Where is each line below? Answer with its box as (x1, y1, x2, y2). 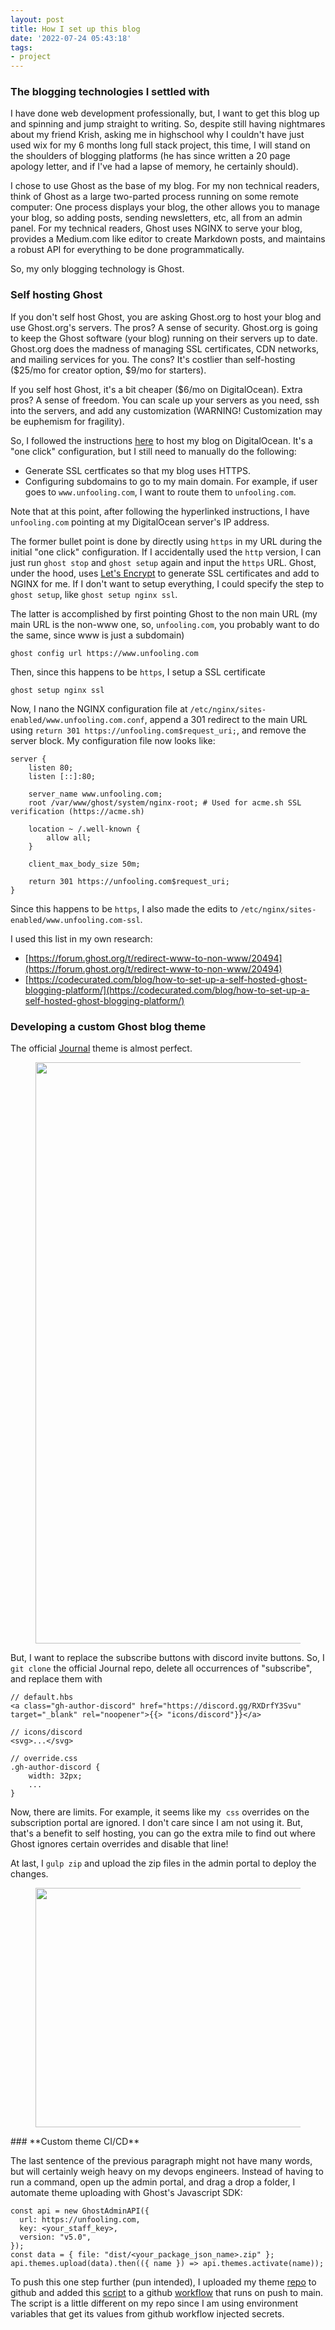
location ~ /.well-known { (28, 824, 141, 834)
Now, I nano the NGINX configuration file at (10, 702, 188, 715)
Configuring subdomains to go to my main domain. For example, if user (24, 475, 318, 487)
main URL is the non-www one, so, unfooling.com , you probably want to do (10, 618, 320, 630)
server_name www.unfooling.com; (28, 789, 163, 799)
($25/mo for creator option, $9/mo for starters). (10, 364, 207, 376)
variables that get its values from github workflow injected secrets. (10, 2308, 285, 2320)
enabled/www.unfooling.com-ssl (10, 915, 141, 925)
